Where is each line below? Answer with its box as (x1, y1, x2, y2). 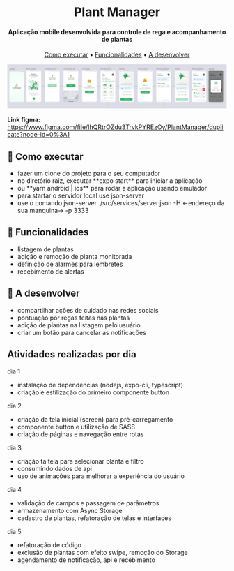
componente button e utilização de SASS (17, 422, 136, 431)
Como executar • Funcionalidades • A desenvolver (44, 50, 190, 59)
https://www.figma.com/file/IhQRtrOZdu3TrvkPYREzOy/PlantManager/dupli (7, 123, 224, 131)
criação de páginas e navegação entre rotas (17, 430, 144, 438)
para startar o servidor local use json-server (17, 191, 145, 200)
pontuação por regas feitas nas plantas (17, 313, 130, 322)
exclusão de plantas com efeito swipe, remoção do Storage (17, 548, 188, 556)
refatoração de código (17, 540, 82, 549)
